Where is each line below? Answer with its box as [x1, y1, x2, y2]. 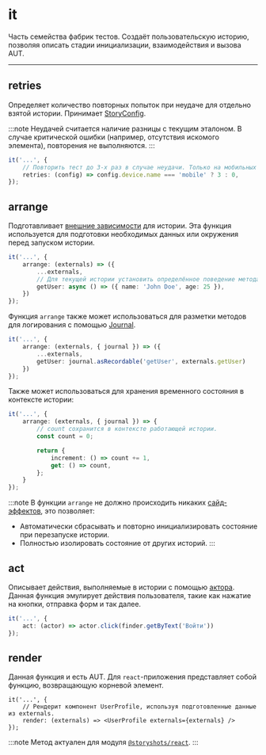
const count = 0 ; [36, 433, 93, 440]
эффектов [8, 506, 41, 516]
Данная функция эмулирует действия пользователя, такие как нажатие [8, 591, 252, 600]
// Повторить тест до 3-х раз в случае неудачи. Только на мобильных [22, 163, 257, 171]
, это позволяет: [40, 506, 95, 516]
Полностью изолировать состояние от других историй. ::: [19, 539, 216, 548]
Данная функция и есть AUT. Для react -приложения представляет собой [8, 672, 257, 682]
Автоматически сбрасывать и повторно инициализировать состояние [19, 521, 258, 532]
